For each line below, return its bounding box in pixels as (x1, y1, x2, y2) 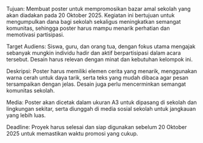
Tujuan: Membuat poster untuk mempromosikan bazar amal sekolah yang (6, 5, 191, 12)
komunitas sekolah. (6, 87, 55, 94)
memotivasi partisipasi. (6, 31, 65, 38)
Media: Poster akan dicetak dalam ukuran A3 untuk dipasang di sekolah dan (6, 99, 197, 106)
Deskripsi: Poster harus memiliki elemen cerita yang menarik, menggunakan (6, 68, 198, 75)
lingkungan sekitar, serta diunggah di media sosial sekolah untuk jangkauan (6, 105, 196, 112)
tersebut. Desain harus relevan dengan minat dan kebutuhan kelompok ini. (6, 56, 193, 63)
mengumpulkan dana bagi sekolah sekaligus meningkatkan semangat (6, 18, 181, 25)
